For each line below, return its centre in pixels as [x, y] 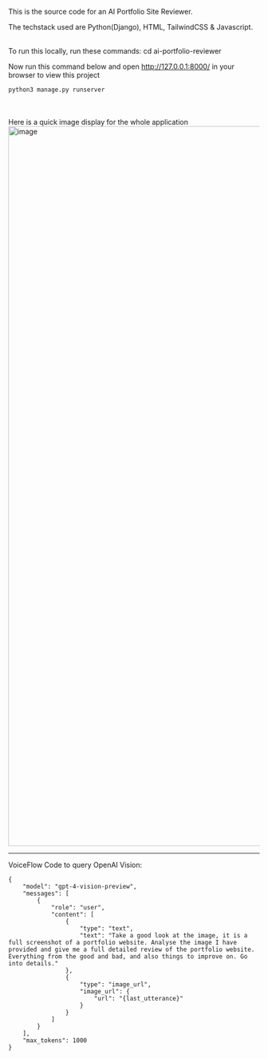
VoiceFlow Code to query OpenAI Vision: [75, 865]
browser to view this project [54, 75]
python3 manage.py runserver [57, 90]
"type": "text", [106, 928]
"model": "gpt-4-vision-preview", [80, 886]
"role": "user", [78, 907]
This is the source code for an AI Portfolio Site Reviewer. [100, 12]
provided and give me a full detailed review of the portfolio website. [132, 949]
